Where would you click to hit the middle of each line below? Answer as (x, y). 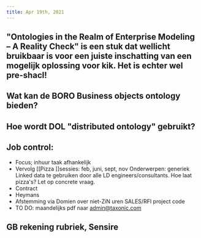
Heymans (27, 194)
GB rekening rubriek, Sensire (63, 227)
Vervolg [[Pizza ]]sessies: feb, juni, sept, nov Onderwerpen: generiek (102, 169)
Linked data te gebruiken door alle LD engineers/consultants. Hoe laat (103, 175)
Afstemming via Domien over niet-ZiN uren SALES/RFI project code (100, 201)
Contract (26, 188)
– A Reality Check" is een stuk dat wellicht (88, 47)
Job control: (30, 148)
